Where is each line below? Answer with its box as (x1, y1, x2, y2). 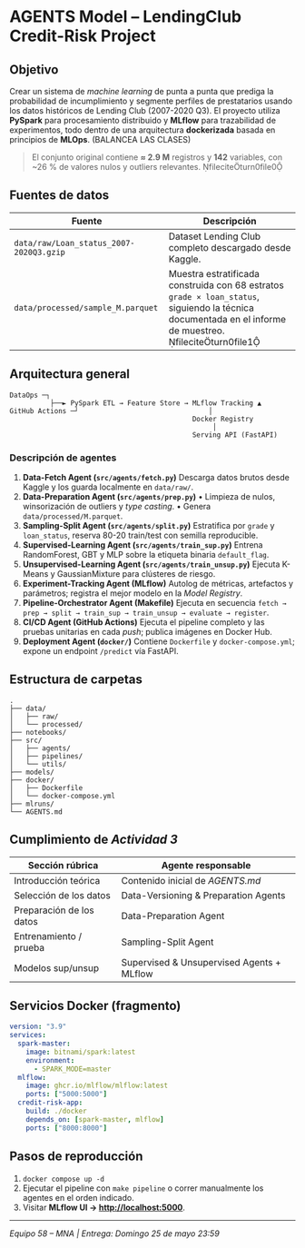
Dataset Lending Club (168, 230, 261, 243)
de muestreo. (168, 324, 225, 337)
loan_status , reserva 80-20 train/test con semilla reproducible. (22, 530, 259, 540)
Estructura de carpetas (9, 672, 143, 688)
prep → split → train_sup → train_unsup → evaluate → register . (22, 607, 270, 618)
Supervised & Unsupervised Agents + (121, 956, 281, 968)
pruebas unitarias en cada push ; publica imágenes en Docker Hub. (22, 626, 272, 637)
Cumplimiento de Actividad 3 (9, 832, 179, 847)
